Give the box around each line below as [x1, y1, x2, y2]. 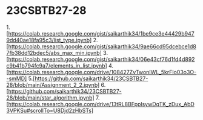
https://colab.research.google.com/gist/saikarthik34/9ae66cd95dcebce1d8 [8, 43, 197, 50]
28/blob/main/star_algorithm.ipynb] [6, 94, 95, 101]
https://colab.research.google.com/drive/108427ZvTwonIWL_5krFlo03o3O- [8, 68, 197, 75]
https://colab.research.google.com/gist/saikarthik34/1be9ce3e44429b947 [8, 30, 195, 37]
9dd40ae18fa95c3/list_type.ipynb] [6, 36, 92, 43]
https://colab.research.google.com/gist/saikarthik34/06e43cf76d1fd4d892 [8, 55, 195, 63]
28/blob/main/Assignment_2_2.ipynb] [6, 81, 100, 88]
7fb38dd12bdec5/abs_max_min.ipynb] [6, 49, 102, 56]
